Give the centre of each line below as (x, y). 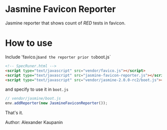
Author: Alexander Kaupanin (34, 123)
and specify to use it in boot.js (37, 89)
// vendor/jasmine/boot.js (33, 99)
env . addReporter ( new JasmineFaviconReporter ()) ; (56, 103)
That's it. (14, 113)
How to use (29, 43)
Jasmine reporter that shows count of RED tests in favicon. (65, 23)
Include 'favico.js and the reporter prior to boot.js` (58, 57)
